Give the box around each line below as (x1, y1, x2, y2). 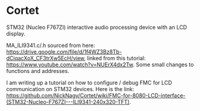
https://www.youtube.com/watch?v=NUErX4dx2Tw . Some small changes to (6, 61, 194, 68)
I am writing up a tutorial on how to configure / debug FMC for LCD (6, 79, 172, 86)
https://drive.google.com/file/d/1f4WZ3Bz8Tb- (6, 48, 122, 55)
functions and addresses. (6, 67, 69, 74)
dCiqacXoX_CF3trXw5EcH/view (6, 54, 84, 62)
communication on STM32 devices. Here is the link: (6, 85, 134, 92)
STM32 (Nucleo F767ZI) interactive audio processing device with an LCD (6, 24, 187, 31)
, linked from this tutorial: (84, 54, 146, 62)
